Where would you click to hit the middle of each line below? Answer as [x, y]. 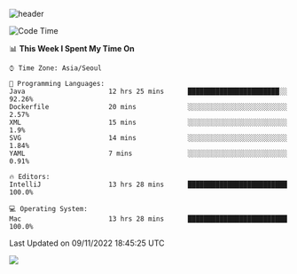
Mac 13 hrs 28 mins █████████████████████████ [148, 219]
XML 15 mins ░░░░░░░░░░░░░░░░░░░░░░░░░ [148, 122]
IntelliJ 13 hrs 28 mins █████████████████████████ [148, 184]
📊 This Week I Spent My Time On [72, 48]
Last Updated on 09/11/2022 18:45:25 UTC [87, 243]
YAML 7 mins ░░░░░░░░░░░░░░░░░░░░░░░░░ [148, 153]
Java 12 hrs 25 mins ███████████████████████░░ [148, 91]
